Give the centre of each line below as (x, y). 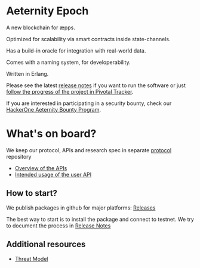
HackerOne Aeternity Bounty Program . (54, 109)
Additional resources (46, 244)
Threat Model (31, 258)
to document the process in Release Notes (59, 226)
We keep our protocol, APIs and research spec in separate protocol (89, 150)
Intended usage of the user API (53, 174)
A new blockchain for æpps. (41, 27)
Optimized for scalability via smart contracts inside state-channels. (88, 39)
